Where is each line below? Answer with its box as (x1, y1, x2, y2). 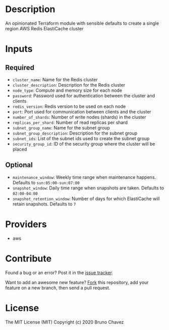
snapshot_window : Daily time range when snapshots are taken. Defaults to (12, 185, 164, 191)
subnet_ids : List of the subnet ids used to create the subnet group (12, 135, 150, 142)
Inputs (5, 43, 33, 55)
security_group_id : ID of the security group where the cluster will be (12, 141, 155, 147)
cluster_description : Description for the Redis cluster (12, 82, 125, 88)
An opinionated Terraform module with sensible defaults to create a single (5, 20, 159, 26)
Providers (5, 218, 47, 230)
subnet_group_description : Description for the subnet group (12, 130, 138, 136)
